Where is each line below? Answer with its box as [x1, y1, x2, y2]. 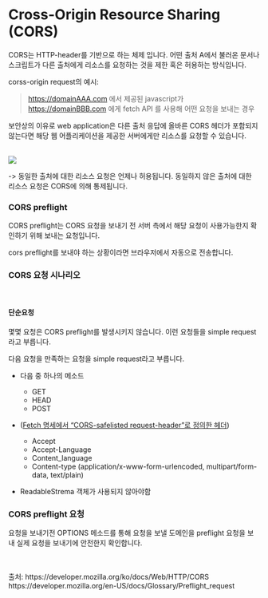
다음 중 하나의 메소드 [19, 370, 85, 380]
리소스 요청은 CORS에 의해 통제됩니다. [8, 181, 128, 191]
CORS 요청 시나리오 [8, 270, 81, 281]
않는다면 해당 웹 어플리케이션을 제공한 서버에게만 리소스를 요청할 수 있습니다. [8, 130, 247, 141]
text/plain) [50, 469, 84, 480]
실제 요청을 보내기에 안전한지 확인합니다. [16, 538, 143, 548]
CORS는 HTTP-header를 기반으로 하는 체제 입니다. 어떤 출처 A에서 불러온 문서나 [8, 50, 260, 59]
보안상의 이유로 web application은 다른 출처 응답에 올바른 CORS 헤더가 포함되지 [8, 121, 258, 130]
